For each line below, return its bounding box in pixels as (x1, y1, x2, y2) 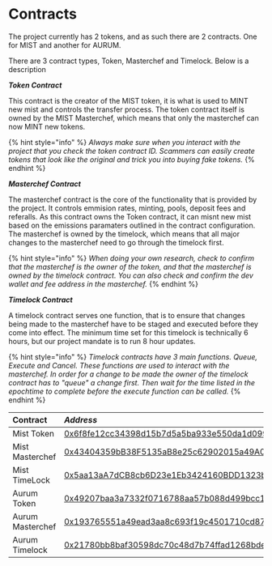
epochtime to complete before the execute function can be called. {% (8, 386, 241, 396)
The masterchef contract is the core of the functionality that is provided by (8, 194, 257, 204)
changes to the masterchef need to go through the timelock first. (8, 237, 224, 247)
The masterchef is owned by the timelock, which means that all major (8, 228, 240, 239)
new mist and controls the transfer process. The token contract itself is (8, 104, 245, 114)
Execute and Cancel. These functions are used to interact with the (8, 360, 230, 370)
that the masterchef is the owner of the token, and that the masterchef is (8, 262, 253, 271)
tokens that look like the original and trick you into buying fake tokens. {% (8, 155, 255, 164)
